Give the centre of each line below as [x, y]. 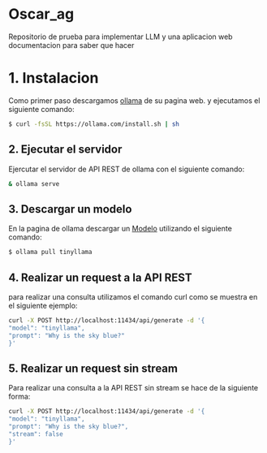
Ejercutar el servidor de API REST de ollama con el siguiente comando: [127, 169]
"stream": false [36, 434]
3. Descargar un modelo [70, 209]
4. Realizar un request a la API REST [100, 277]
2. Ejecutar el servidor [65, 150]
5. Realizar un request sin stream [93, 368]
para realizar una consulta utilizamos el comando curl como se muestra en [133, 296]
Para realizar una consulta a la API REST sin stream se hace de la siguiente [133, 388]
